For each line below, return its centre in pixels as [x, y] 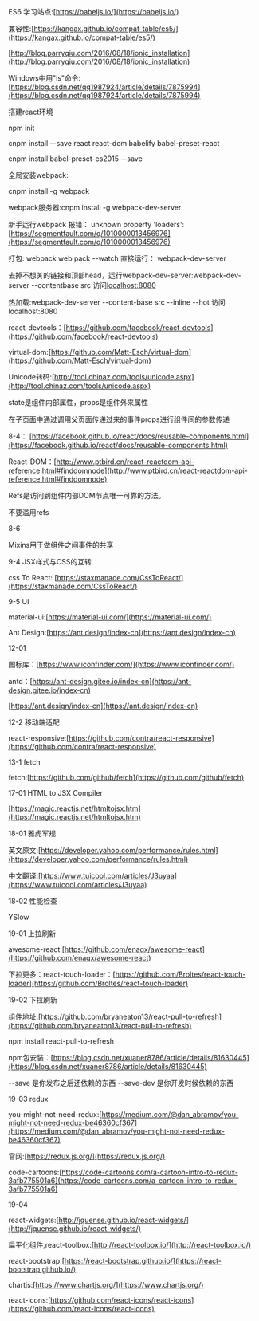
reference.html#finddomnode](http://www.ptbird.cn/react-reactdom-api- [128, 470]
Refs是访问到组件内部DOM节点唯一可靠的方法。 [87, 495]
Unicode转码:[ [31, 377]
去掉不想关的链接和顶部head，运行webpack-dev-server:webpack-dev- [125, 275]
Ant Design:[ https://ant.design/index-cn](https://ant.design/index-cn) [122, 633]
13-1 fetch [25, 762]
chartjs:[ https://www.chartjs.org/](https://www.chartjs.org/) [106, 1285]
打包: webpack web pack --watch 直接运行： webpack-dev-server [118, 258]
